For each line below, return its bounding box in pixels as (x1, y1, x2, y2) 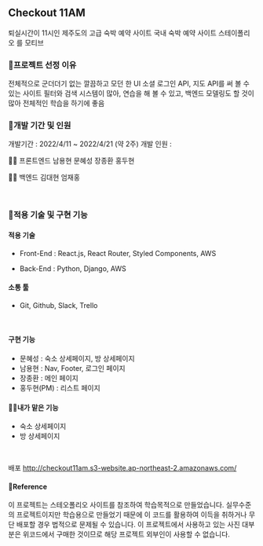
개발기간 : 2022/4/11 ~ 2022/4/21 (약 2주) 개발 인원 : (8, 139, 173, 148)
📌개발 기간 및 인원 (8, 120, 71, 131)
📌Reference (8, 482, 48, 491)
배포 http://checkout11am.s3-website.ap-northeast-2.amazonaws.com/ (8, 464, 237, 473)
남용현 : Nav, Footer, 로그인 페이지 (19, 363, 126, 372)
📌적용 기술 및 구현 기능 (8, 210, 88, 221)
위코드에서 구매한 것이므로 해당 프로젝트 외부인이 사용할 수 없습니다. (22, 530, 230, 539)
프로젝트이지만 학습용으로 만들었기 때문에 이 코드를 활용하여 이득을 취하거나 (16, 510, 247, 519)
